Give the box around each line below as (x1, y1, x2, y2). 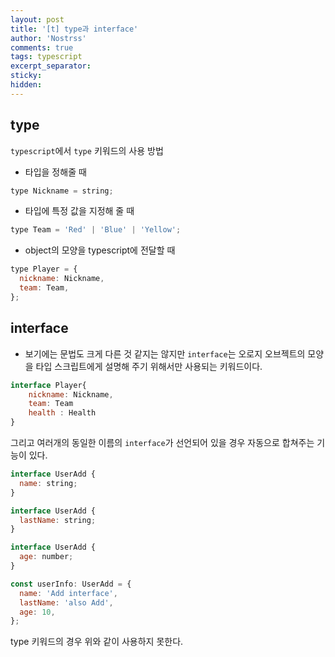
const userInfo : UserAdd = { (10, 579, 132, 589)
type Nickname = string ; (10, 186, 114, 196)
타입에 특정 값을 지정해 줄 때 (24, 205, 135, 217)
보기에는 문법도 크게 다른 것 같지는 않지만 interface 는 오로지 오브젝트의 (24, 347, 306, 360)
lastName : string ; (19, 515, 97, 525)
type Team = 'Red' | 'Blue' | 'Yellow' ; (10, 225, 182, 235)
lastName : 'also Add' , (19, 597, 114, 608)
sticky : (10, 71, 43, 81)
